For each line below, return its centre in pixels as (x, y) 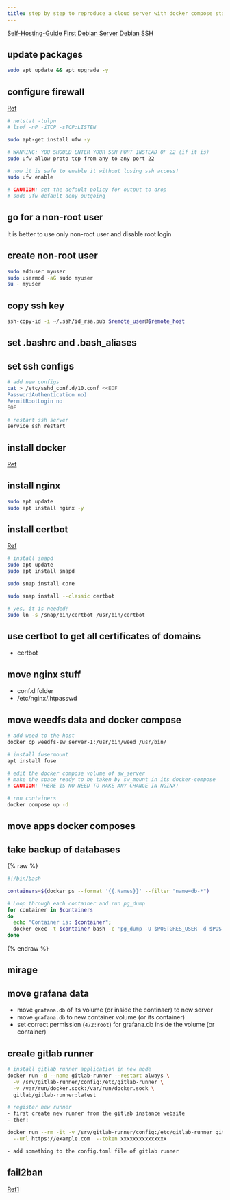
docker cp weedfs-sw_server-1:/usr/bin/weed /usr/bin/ (87, 742)
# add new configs (33, 382)
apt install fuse (32, 761)
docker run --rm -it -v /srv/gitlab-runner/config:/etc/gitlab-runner (110, 1133)
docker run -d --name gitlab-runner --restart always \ (88, 1076)
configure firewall (46, 92)
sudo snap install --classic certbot (61, 596)
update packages (45, 55)
